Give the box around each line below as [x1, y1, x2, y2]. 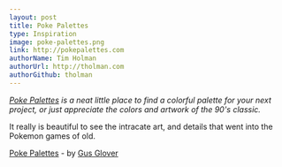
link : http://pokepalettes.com [9, 46, 125, 55]
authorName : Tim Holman [9, 54, 97, 63]
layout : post [9, 12, 57, 22]
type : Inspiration [9, 29, 77, 38]
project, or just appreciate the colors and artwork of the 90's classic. [9, 103, 261, 115]
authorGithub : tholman [9, 71, 93, 80]
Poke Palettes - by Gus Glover [9, 148, 119, 158]
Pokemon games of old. [9, 130, 95, 141]
